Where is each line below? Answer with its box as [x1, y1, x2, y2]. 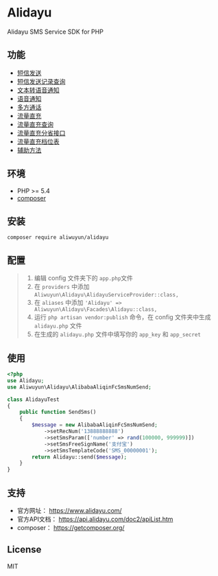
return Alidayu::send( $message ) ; [32, 453, 128, 461]
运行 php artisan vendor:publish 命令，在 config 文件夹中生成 [34, 313, 211, 321]
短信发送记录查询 [16, 77, 66, 85]
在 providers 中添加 [34, 283, 90, 291]
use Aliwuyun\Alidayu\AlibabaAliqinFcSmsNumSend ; [7, 383, 152, 391]
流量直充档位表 [16, 137, 60, 146]
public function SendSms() [19, 408, 97, 416]
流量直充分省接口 [16, 128, 66, 137]
